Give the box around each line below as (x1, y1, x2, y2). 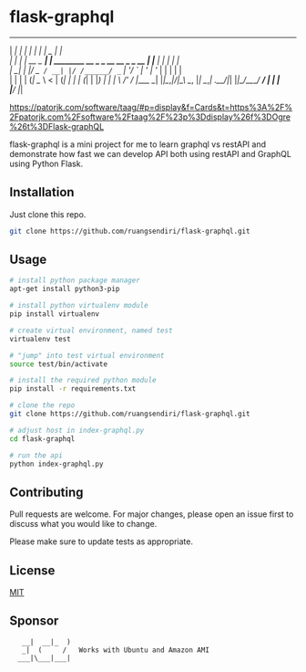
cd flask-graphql (9, 434, 76, 444)
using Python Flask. (9, 158, 84, 169)
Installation (9, 184, 75, 200)
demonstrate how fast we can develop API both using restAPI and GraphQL (9, 148, 291, 159)
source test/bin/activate (9, 359, 107, 369)
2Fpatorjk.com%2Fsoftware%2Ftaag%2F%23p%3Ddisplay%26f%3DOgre (9, 111, 291, 122)
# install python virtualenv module (9, 301, 148, 310)
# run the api (9, 450, 64, 460)
